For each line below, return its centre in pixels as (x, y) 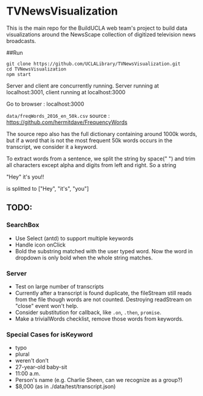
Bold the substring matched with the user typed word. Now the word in (104, 251)
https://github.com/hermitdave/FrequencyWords (67, 122)
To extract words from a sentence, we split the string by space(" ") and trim (101, 159)
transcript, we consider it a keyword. (52, 146)
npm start (19, 74)
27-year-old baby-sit (41, 367)
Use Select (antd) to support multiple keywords (74, 238)
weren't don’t (32, 361)
